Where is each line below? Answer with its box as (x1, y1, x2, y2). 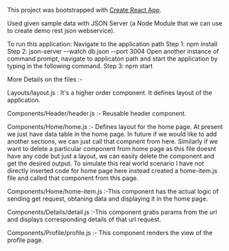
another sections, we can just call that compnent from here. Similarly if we (7, 137, 219, 145)
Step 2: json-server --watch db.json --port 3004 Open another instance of (7, 48, 219, 55)
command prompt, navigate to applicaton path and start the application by (7, 54, 219, 63)
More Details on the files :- (7, 75, 83, 83)
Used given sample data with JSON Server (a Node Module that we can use (7, 19, 223, 27)
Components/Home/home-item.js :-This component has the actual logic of (7, 188, 219, 195)
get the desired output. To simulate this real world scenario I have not (7, 159, 204, 168)
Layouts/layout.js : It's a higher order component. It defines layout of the (7, 89, 212, 97)
